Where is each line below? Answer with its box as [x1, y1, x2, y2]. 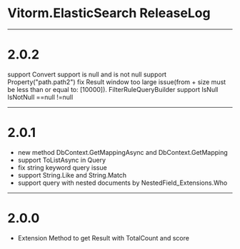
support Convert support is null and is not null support [7, 70, 166, 78]
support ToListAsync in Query [17, 156, 106, 164]
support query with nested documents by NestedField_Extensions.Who [17, 178, 228, 187]
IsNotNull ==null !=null [7, 93, 74, 101]
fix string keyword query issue [17, 163, 107, 172]
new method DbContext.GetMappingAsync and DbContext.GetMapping [17, 148, 229, 156]
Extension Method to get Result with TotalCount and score [17, 233, 189, 242]
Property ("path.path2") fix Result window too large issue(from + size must [7, 77, 226, 86]
